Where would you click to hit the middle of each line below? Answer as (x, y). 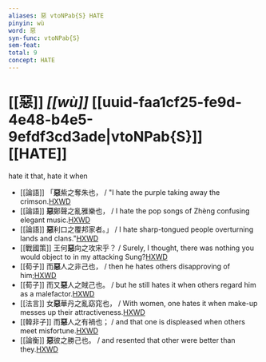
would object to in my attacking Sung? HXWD (93, 257)
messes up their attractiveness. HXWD (82, 312)
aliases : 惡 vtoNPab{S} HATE (56, 16)
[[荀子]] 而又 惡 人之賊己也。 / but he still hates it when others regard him (138, 284)
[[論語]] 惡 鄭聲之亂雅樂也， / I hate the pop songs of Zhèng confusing (135, 211)
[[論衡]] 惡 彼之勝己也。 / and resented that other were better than (127, 340)
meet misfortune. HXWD (59, 330)
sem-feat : (25, 46)
